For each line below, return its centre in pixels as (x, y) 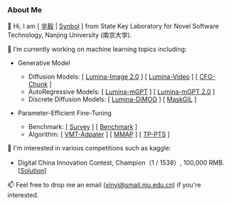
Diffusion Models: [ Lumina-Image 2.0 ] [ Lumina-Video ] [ (113, 77)
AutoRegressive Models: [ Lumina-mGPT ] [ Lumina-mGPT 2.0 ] (122, 92)
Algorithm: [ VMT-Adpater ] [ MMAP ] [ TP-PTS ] (99, 134)
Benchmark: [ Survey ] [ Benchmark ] (83, 127)
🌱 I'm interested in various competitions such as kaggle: (90, 148)
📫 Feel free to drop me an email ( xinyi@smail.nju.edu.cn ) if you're (104, 185)
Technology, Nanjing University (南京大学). (70, 35)
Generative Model (44, 63)
